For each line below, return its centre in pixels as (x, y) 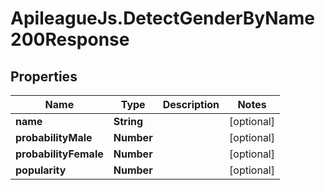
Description (191, 104)
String (128, 121)
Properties (44, 76)
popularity (41, 170)
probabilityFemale (59, 154)
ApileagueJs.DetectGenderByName (163, 18)
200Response (70, 39)
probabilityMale (54, 137)
